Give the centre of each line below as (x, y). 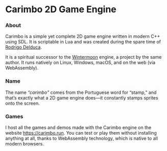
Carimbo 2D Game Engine (61, 9)
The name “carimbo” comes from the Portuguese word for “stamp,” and (81, 92)
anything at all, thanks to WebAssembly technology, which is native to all (82, 138)
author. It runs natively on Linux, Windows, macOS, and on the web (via (80, 63)
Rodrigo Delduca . (24, 47)
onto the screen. (22, 103)
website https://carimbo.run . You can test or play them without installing (81, 133)
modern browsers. (25, 144)
